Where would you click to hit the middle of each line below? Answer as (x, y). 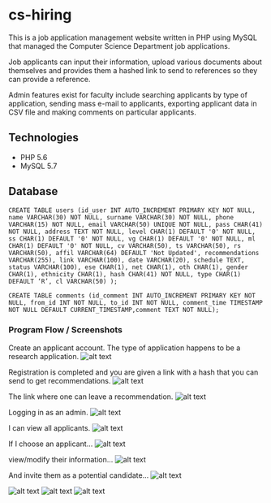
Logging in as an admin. (48, 412)
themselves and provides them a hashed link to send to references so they (133, 70)
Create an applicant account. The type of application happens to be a (125, 348)
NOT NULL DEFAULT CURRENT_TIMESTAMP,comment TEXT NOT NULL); (114, 310)
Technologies (44, 138)
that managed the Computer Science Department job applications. (119, 46)
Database (33, 191)
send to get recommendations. (60, 380)
